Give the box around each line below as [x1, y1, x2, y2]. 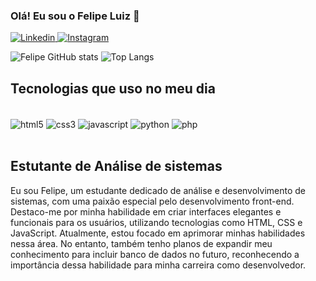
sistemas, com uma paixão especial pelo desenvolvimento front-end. [10, 195, 295, 207]
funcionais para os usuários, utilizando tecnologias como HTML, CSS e [10, 216, 303, 228]
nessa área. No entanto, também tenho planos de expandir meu [10, 237, 273, 249]
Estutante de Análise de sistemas [10, 158, 223, 175]
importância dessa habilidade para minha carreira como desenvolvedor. [10, 259, 307, 271]
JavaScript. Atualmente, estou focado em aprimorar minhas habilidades [10, 227, 306, 239]
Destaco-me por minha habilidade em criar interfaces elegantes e [10, 205, 282, 218]
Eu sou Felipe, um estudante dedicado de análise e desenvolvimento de [10, 184, 307, 196]
